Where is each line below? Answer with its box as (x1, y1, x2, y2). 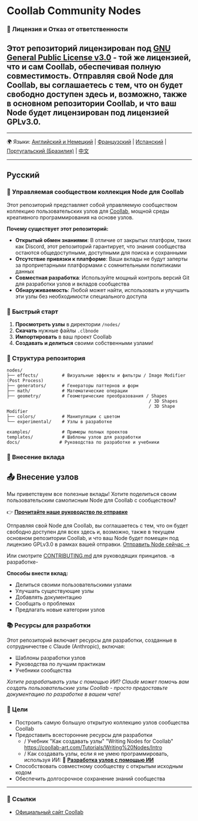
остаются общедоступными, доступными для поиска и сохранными (15, 249, 187, 256)
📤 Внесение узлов (6, 472, 79, 482)
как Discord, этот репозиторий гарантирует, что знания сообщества (15, 243, 186, 250)
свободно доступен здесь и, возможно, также (6, 89, 187, 99)
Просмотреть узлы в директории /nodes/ (15, 320, 121, 327)
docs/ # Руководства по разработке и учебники (6, 440, 160, 445)
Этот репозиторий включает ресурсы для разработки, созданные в (6, 636, 177, 644)
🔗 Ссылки (6, 795, 36, 803)
